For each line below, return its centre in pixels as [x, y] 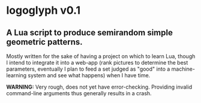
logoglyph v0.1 [43, 10]
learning [16, 75]
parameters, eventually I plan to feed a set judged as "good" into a [88, 69]
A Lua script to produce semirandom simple [89, 33]
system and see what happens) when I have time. [89, 75]
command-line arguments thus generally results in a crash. [79, 93]
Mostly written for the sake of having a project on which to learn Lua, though [101, 56]
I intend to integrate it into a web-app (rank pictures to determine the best [97, 63]
